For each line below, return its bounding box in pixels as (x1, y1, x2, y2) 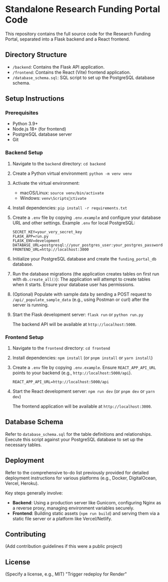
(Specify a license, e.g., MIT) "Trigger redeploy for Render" (5, 571, 127, 577)
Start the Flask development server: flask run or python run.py (12, 312, 143, 318)
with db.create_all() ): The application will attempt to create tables (12, 276, 151, 282)
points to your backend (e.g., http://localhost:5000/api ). (12, 370, 132, 376)
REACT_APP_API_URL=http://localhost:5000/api (12, 380, 109, 385)
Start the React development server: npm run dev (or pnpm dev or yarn (12, 388, 155, 394)
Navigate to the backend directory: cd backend (12, 160, 106, 166)
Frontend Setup (5, 334, 44, 341)
